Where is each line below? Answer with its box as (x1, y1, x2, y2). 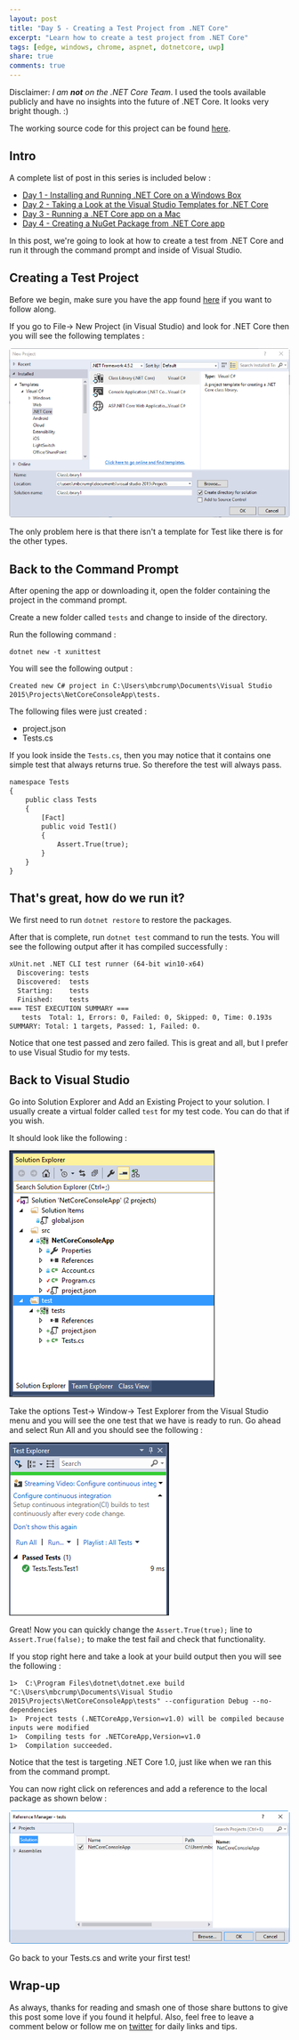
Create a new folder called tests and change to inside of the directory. (9, 612, 268, 623)
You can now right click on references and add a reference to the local (9, 1783, 268, 1793)
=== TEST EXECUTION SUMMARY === (9, 1004, 129, 1013)
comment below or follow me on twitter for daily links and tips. (9, 2020, 238, 2031)
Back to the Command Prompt (9, 562, 180, 577)
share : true (9, 52, 53, 61)
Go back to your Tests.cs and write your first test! (9, 1952, 191, 1963)
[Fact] (41, 814, 66, 822)
